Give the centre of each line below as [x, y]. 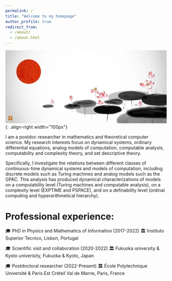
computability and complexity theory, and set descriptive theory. [73, 153]
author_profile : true [28, 21]
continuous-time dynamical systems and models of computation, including [84, 169]
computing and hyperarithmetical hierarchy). [52, 196]
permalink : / [19, 11]
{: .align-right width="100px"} [37, 127]
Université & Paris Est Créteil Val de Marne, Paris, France [65, 273]
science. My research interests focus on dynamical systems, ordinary [79, 143]
